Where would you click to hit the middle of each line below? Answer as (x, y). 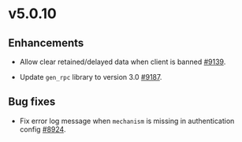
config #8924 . (43, 129)
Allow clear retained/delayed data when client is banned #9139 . (123, 62)
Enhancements (46, 43)
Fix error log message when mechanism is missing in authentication (127, 121)
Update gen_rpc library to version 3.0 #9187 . (91, 77)
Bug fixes (32, 102)
